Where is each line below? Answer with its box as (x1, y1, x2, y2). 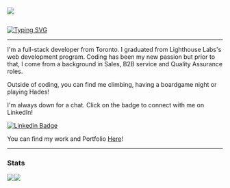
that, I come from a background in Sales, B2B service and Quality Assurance (7, 60, 223, 68)
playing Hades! (7, 88, 50, 96)
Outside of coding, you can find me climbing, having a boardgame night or (7, 81, 217, 88)
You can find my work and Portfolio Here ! (7, 135, 123, 143)
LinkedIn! (7, 108, 33, 116)
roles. (7, 67, 23, 75)
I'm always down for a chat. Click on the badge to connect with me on (7, 101, 205, 109)
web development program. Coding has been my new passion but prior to (7, 53, 216, 61)
